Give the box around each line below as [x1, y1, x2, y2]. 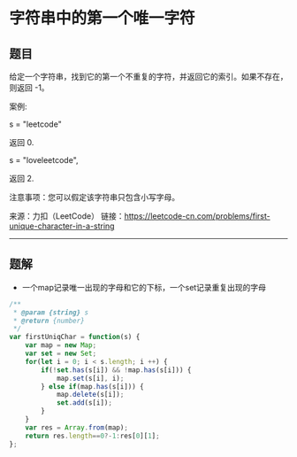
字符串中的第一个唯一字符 [9, 8, 196, 28]
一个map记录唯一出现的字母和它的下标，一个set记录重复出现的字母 [21, 282, 267, 292]
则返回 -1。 [9, 82, 50, 93]
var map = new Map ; [25, 341, 97, 350]
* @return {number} [12, 316, 86, 325]
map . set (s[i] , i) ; [56, 374, 125, 383]
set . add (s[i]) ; [56, 399, 113, 407]
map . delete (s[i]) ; [56, 391, 125, 399]
